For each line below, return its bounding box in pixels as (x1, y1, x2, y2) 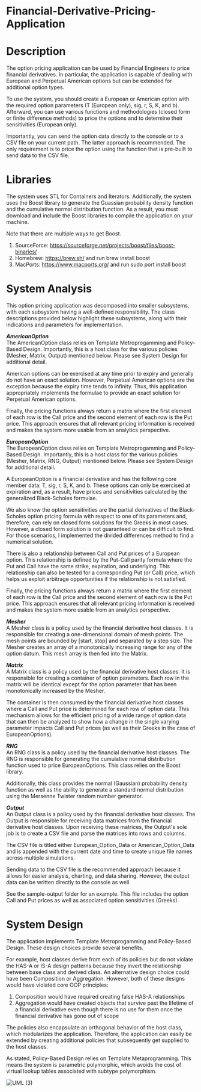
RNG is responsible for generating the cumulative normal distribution (6, 755, 176, 762)
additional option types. (6, 84, 65, 91)
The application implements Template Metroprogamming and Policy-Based (6, 937, 191, 945)
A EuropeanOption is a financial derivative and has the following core (6, 476, 177, 482)
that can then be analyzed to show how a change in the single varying (6, 718, 179, 725)
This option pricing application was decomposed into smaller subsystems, (6, 302, 190, 309)
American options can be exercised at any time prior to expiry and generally (6, 370, 194, 377)
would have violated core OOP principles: (6, 981, 109, 988)
